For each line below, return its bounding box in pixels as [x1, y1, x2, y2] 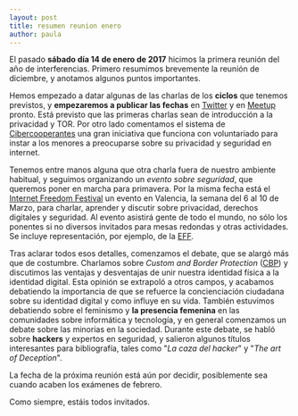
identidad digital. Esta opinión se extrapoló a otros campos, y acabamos [9, 277, 275, 287]
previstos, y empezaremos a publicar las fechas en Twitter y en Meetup [9, 100, 277, 111]
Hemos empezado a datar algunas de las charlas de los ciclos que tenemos [9, 90, 288, 101]
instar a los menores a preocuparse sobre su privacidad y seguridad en [9, 137, 272, 148]
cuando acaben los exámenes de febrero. [9, 379, 162, 390]
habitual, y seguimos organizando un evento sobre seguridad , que [9, 174, 253, 185]
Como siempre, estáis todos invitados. [9, 396, 150, 407]
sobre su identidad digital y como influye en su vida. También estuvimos [9, 295, 275, 306]
